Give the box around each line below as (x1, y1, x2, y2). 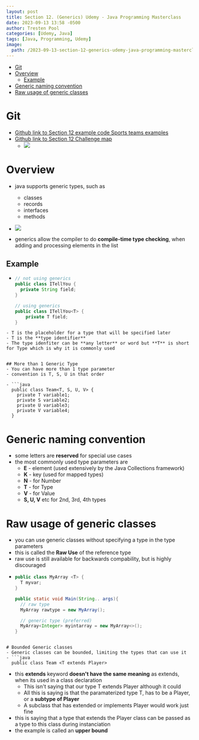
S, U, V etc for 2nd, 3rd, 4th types (23, 496, 107, 503)
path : (11, 47, 25, 53)
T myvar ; (20, 580, 42, 586)
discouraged (14, 562, 46, 569)
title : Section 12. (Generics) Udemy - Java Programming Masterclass (6, 14, 182, 20)
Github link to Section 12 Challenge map (14, 135, 113, 142)
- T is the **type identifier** (6, 335, 86, 341)
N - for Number (23, 477, 62, 484)
